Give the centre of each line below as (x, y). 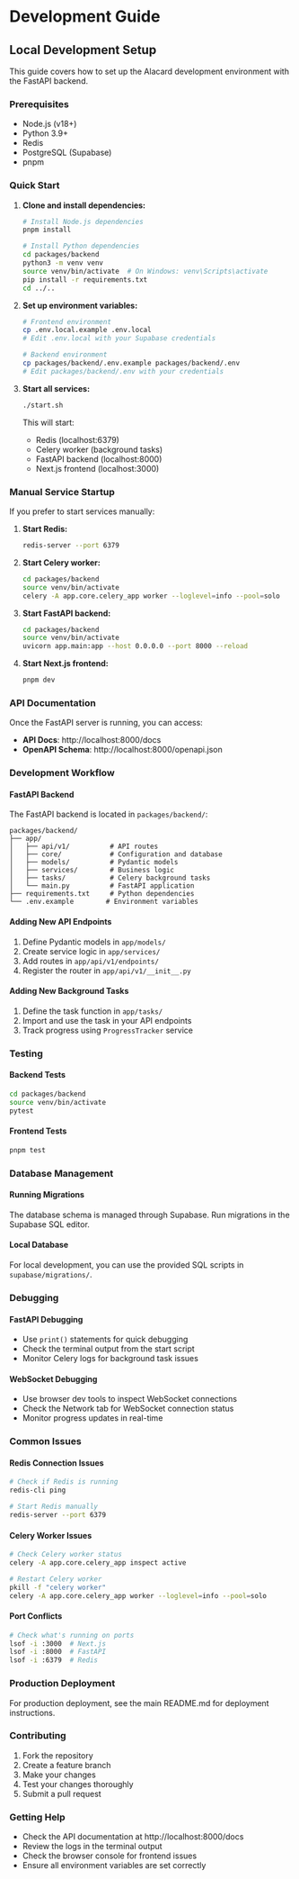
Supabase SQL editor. (49, 1224)
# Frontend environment (67, 321)
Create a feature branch (66, 1765)
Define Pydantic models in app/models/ (94, 942)
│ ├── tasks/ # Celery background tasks (110, 878)
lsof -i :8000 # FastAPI (57, 1652)
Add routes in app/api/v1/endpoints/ (91, 961)
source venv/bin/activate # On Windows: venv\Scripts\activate (145, 271)
